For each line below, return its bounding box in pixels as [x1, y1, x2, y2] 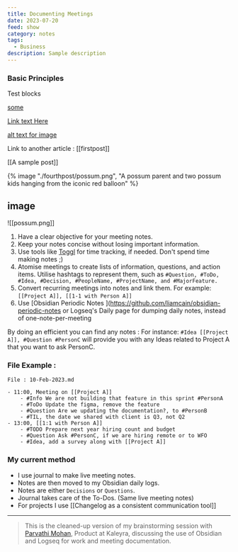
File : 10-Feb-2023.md [7, 376, 74, 383]
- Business [13, 43, 46, 50]
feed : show [7, 23, 40, 30]
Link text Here [7, 117, 48, 125]
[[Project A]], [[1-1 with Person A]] [17, 292, 132, 300]
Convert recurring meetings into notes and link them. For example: [17, 283, 212, 292]
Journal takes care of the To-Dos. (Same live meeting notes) [17, 493, 194, 502]
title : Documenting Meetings [7, 10, 93, 18]
